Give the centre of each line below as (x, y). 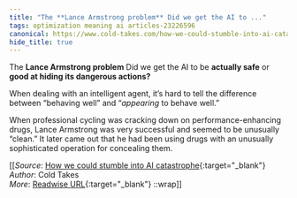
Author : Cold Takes (44, 175)
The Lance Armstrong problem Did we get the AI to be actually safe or (139, 67)
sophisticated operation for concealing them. (91, 148)
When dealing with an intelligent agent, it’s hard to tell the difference (133, 94)
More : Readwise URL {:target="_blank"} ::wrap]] (96, 184)
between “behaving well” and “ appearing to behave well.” (114, 103)
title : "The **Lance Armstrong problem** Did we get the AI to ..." (138, 17)
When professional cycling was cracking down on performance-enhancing (145, 120)
